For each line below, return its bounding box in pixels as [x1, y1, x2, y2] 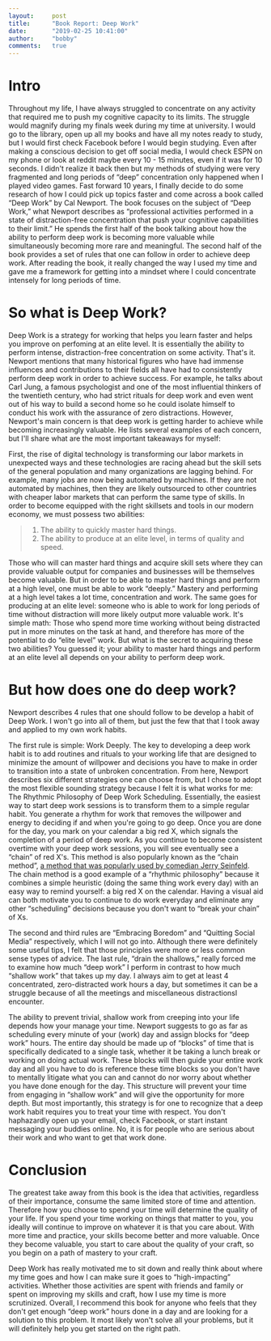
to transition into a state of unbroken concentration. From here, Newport [8, 766, 249, 776]
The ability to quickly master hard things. [40, 525, 176, 535]
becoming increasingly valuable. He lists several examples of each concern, [8, 425, 262, 434]
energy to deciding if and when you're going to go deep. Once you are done [8, 818, 262, 827]
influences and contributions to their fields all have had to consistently [8, 365, 243, 374]
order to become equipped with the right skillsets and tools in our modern [8, 501, 254, 510]
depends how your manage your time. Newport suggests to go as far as [8, 1021, 248, 1030]
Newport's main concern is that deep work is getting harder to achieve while [8, 417, 264, 425]
